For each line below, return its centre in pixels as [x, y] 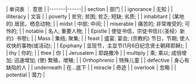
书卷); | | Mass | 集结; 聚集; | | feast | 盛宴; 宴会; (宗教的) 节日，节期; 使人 [103, 38]
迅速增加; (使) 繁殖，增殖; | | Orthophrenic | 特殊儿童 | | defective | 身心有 [102, 60]
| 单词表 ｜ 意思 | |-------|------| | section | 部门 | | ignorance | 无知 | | [90, 9]
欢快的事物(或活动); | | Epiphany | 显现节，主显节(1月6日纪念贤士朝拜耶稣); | [97, 45]
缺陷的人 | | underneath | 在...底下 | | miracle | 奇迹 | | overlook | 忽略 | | [91, 67]
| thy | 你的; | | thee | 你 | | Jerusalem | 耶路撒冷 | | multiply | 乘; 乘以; [88, 53]
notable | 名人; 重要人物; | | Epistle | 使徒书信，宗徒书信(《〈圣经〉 [103, 31]
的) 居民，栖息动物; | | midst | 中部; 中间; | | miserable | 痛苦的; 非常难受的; [95, 24]
